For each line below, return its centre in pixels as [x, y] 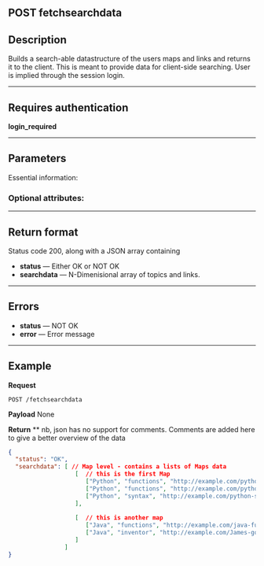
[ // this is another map [119, 518]
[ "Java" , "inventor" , [121, 533]
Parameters [37, 159]
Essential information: [43, 177]
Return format [43, 232]
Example [30, 366]
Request [22, 385]
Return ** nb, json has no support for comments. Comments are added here [132, 429]
